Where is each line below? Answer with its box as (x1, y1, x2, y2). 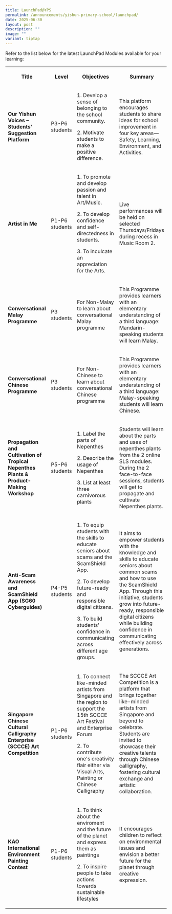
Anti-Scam (8, 571, 36, 579)
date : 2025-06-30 (5, 17, 42, 22)
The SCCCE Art (119, 672, 157, 679)
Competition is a (119, 679, 159, 686)
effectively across (119, 639, 162, 646)
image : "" (5, 31, 27, 36)
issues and (119, 844, 145, 851)
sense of (76, 98, 98, 105)
